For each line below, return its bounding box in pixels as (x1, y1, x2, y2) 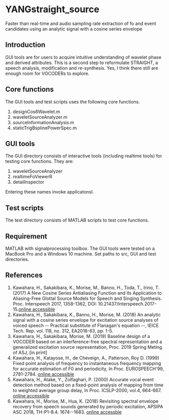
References (5, 271, 43, 279)
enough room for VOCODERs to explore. (5, 70, 90, 76)
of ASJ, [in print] (12, 349, 47, 355)
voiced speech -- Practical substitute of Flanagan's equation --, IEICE (12, 322, 159, 328)
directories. (5, 256, 30, 262)
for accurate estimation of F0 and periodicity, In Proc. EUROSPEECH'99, (12, 366, 164, 372)
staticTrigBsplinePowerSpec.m (12, 125, 77, 131)
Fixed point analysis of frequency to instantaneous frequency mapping (12, 360, 161, 366)
